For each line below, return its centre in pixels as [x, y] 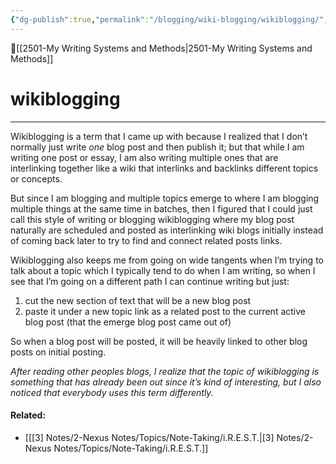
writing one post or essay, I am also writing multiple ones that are [144, 157]
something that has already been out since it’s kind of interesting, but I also [166, 382]
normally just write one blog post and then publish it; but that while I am [157, 147]
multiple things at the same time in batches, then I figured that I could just [161, 208]
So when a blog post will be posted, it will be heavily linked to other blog [159, 341]
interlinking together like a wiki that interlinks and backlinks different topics [164, 168]
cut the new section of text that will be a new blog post [138, 300]
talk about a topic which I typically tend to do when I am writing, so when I [163, 270]
